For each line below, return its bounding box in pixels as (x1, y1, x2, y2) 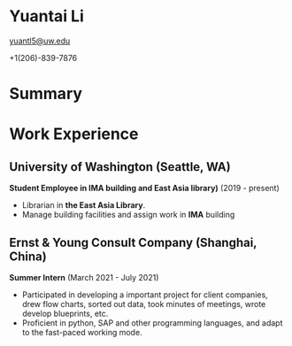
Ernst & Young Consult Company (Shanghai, (9, 235, 257, 250)
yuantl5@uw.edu (9, 35, 71, 46)
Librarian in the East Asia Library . (21, 200, 146, 211)
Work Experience (9, 124, 139, 144)
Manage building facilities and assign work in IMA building (21, 210, 235, 220)
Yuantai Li (9, 6, 84, 27)
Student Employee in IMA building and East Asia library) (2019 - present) (9, 183, 280, 194)
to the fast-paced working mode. (21, 327, 143, 337)
